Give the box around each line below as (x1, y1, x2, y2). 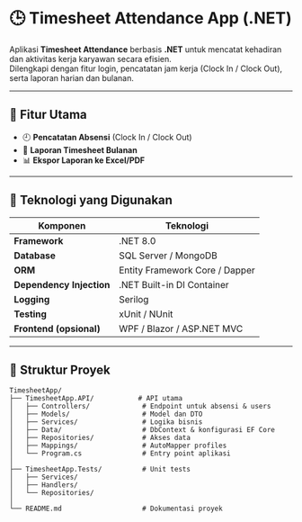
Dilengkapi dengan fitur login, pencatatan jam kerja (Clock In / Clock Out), (9, 63, 283, 74)
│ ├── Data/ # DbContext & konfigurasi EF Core (9, 426, 276, 435)
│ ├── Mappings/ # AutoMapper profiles (9, 441, 227, 451)
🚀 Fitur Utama (9, 107, 87, 122)
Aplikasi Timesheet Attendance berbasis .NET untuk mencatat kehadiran (9, 43, 282, 55)
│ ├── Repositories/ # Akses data (9, 434, 191, 443)
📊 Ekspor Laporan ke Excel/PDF (22, 155, 146, 166)
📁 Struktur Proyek (9, 362, 111, 377)
